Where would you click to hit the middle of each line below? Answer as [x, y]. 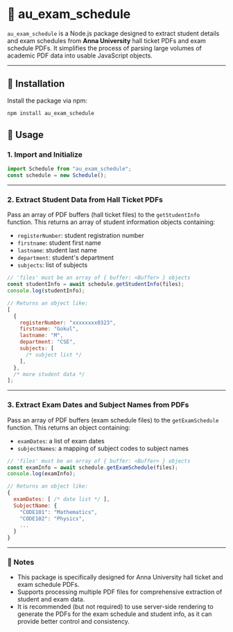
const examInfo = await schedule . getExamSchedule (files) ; [93, 468]
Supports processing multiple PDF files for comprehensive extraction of [120, 592]
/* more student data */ [49, 374]
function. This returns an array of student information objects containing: [111, 222]
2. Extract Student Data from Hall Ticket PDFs [85, 199]
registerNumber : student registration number [80, 236]
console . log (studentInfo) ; [46, 291]
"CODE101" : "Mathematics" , [59, 512]
